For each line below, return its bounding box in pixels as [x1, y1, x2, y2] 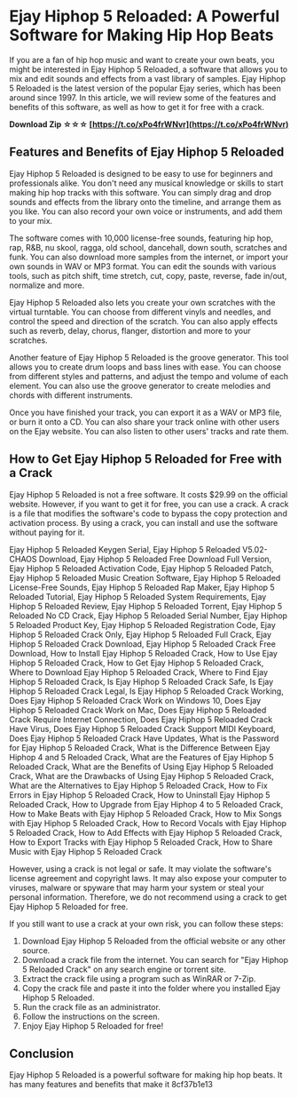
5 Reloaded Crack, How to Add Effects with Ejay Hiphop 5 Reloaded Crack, [9, 827, 283, 838]
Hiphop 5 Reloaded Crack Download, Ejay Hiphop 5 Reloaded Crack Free [9, 638, 277, 649]
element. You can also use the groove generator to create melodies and [9, 380, 271, 391]
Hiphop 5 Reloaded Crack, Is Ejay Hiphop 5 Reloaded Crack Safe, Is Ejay [9, 676, 274, 687]
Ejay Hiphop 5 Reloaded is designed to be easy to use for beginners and [9, 168, 273, 179]
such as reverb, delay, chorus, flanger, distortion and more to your [9, 325, 251, 336]
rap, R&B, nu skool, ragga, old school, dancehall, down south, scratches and [9, 242, 287, 252]
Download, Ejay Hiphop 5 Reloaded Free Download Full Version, [38, 553, 272, 564]
